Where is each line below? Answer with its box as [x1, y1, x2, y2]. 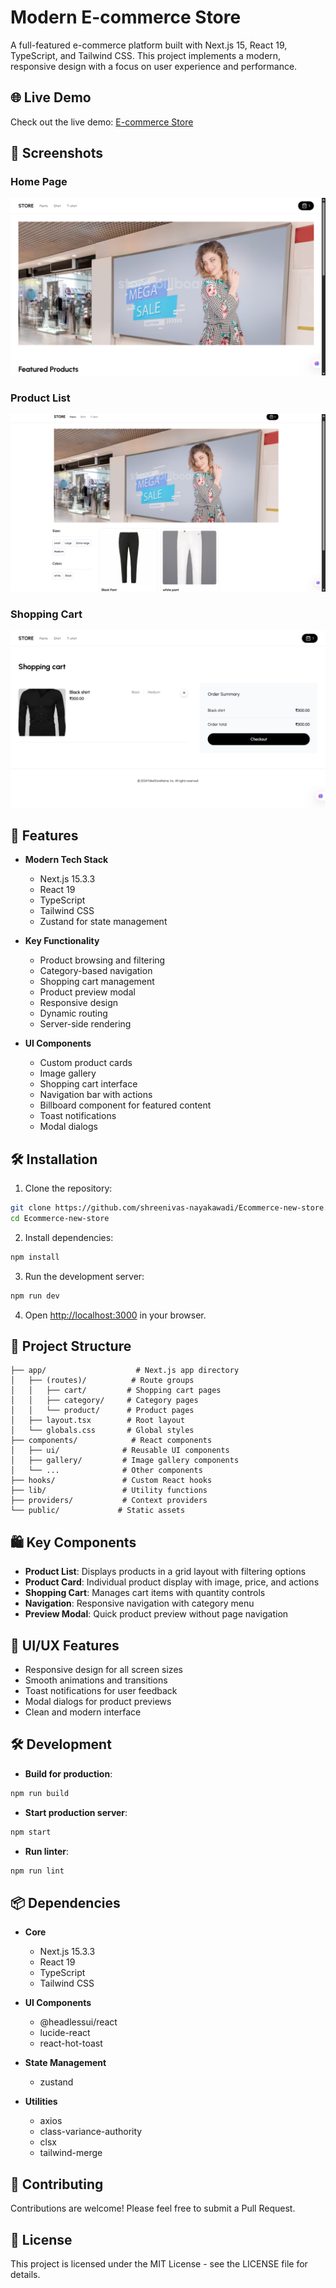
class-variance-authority [39, 2126, 143, 2138]
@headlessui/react [39, 2016, 118, 2028]
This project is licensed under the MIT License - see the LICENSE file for [10, 2257, 308, 2270]
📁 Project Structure [10, 1338, 132, 1355]
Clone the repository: [24, 1182, 113, 1195]
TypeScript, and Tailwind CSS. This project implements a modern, [10, 49, 282, 61]
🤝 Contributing [10, 2176, 104, 2193]
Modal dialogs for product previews [24, 1696, 172, 1708]
